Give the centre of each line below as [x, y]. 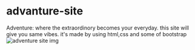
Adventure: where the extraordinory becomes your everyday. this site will [98, 28]
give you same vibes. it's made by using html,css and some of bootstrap [97, 34]
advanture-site [45, 11]
